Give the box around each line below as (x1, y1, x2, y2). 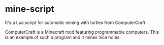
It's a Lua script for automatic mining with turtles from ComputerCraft (5, 20, 146, 25)
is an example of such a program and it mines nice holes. (5, 34, 121, 40)
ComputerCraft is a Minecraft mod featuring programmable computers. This (5, 29, 159, 35)
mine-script (5, 3, 55, 15)
